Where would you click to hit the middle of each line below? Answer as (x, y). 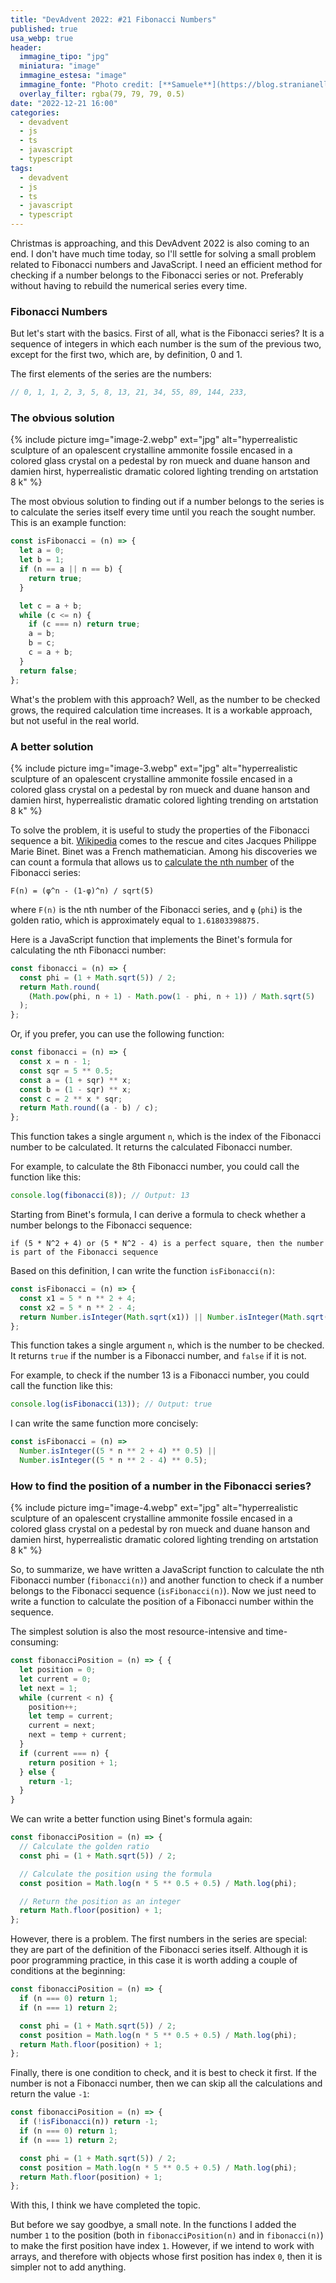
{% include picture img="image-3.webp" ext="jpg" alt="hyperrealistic (154, 768)
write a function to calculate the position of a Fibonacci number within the (162, 1602)
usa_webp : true (42, 38)
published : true (44, 29)
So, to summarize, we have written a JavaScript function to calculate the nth (167, 1570)
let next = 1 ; (48, 1688)
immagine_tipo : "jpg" (64, 57)
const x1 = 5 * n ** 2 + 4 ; (78, 1298)
